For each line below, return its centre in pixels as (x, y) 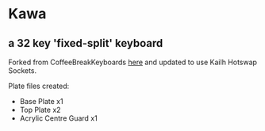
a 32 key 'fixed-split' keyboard (86, 43)
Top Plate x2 (40, 110)
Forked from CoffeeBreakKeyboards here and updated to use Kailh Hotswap (133, 62)
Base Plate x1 (41, 101)
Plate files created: (39, 86)
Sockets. (23, 71)
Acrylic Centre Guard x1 (58, 118)
